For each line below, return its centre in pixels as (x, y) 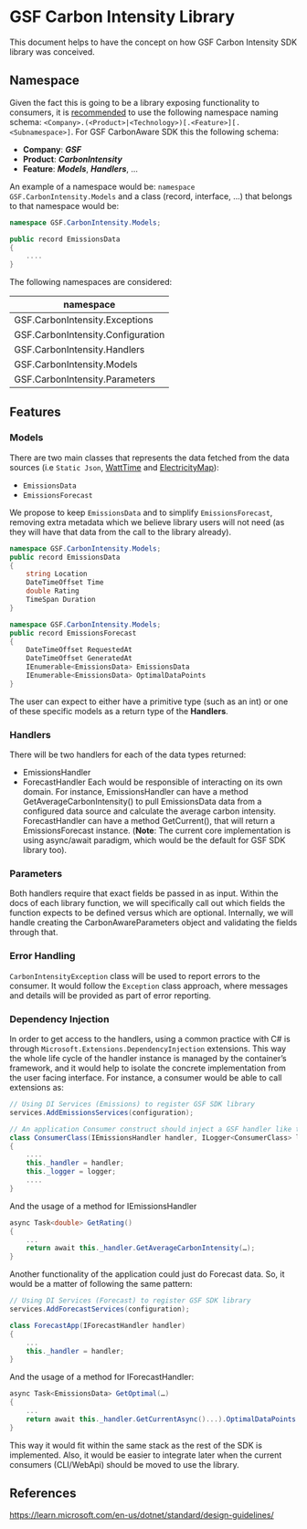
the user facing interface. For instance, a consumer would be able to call (146, 1078)
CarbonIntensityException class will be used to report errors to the (135, 975)
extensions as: (37, 1087)
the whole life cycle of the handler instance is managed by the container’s (148, 1058)
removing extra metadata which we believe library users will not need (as (147, 522)
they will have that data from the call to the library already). (120, 532)
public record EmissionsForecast (73, 633)
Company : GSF (52, 149)
